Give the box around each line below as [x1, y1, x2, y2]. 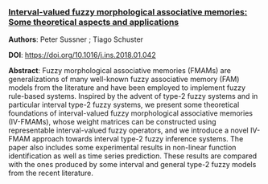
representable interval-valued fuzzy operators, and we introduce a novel [8, 125, 249, 135]
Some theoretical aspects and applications [8, 16, 179, 27]
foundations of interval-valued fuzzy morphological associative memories [8, 108, 254, 118]
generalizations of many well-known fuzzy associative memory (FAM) [8, 75, 240, 84]
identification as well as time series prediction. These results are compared [8, 151, 258, 161]
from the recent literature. [8, 168, 94, 178]
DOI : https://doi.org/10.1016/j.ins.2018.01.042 [8, 51, 156, 60]
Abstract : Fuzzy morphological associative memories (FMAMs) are [8, 66, 232, 76]
